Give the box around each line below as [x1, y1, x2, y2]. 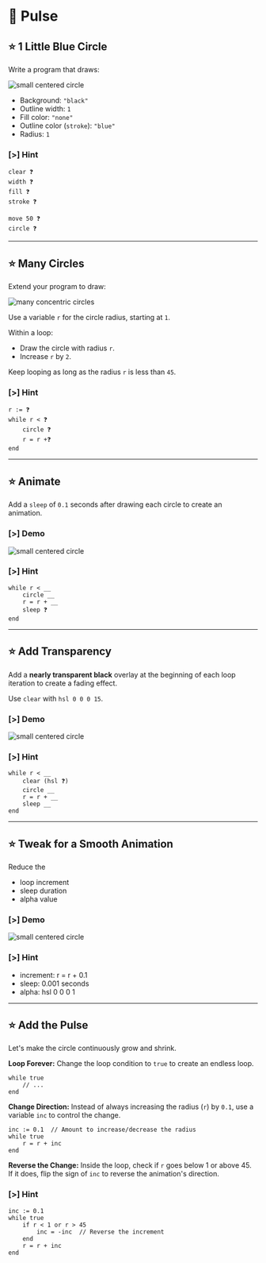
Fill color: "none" [19, 113, 74, 122]
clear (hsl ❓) [22, 778, 69, 786]
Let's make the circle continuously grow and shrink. [8, 1044, 177, 1053]
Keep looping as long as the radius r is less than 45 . [8, 367, 177, 377]
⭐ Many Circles [8, 257, 85, 270]
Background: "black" [19, 95, 89, 105]
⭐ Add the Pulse [8, 1018, 89, 1032]
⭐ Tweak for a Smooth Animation [8, 837, 174, 851]
